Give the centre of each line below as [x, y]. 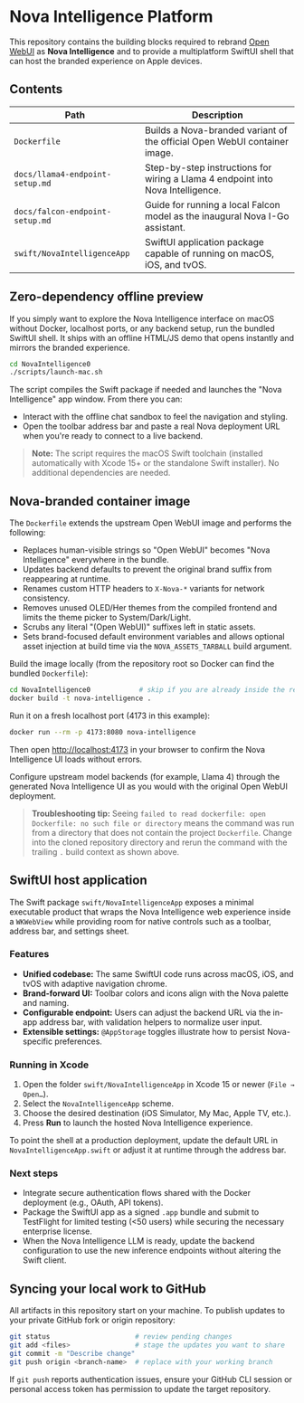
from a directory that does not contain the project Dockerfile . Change [161, 832]
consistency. [46, 598]
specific [37, 1041]
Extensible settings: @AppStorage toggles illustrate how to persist [143, 1031]
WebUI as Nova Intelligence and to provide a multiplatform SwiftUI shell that [152, 51]
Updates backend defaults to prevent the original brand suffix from [147, 569]
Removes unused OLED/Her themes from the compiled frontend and [150, 608]
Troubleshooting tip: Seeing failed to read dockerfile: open [149, 813]
